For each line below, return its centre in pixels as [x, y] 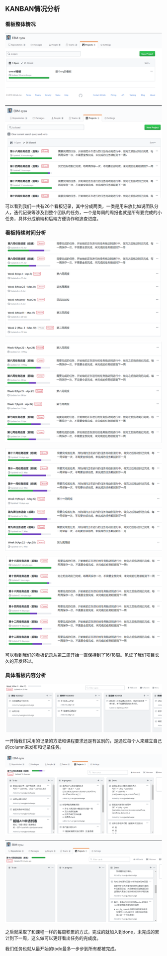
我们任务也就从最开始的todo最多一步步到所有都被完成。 [62, 949]
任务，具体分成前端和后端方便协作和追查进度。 [53, 219]
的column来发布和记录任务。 [35, 747]
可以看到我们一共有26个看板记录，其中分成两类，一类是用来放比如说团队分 [82, 206]
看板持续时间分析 [26, 233]
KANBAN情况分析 [33, 9]
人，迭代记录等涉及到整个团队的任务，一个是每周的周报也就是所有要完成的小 [83, 213]
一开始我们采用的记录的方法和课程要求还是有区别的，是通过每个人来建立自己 [83, 741]
